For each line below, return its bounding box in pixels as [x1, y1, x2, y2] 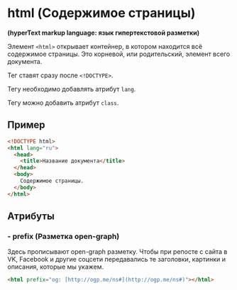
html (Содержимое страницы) [7, 5, 196, 21]
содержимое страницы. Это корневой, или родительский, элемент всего [7, 50, 231, 58]
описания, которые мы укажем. [7, 262, 104, 271]
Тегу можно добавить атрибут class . [7, 98, 119, 107]
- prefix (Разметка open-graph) [7, 231, 120, 241]
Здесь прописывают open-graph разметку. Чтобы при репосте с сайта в [7, 247, 228, 256]
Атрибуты [7, 211, 55, 223]
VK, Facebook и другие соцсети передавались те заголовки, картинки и [7, 255, 226, 264]
